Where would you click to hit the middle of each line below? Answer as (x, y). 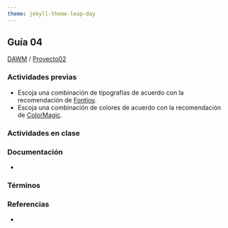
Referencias (28, 204)
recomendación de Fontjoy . (57, 100)
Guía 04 (25, 42)
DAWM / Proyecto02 (37, 59)
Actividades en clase (44, 133)
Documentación (35, 152)
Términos (24, 185)
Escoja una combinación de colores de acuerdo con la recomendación (119, 107)
